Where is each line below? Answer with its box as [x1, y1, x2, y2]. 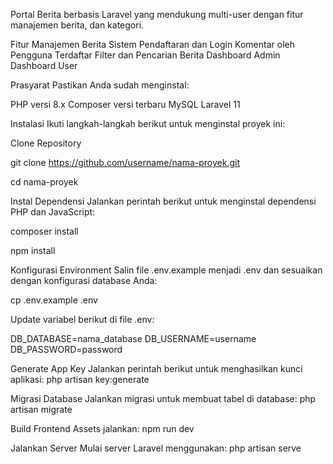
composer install [10, 225, 79, 237]
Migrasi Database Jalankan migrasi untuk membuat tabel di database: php [10, 393, 317, 404]
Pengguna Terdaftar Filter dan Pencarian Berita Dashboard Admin [10, 49, 281, 61]
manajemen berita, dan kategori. [10, 19, 145, 31]
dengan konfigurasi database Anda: [10, 275, 158, 286]
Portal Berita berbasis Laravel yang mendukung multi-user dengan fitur [10, 9, 304, 20]
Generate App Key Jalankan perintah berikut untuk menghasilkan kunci [10, 363, 303, 374]
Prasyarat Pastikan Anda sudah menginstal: [10, 79, 190, 91]
